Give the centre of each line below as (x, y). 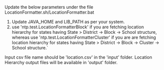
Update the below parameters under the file (49, 7)
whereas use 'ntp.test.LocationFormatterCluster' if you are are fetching (84, 37)
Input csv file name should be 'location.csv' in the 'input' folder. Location (78, 57)
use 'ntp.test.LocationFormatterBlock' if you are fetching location (78, 27)
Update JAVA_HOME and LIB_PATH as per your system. (68, 22)
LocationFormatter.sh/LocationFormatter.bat (49, 12)
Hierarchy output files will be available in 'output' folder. (61, 62)
